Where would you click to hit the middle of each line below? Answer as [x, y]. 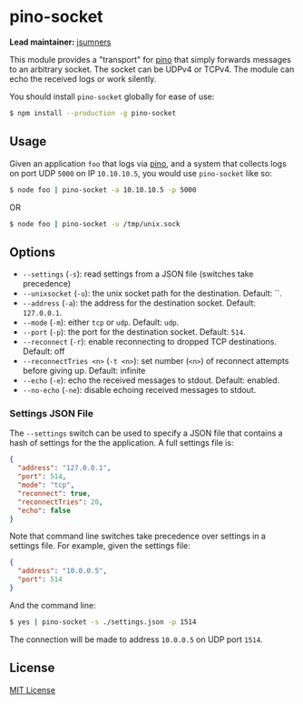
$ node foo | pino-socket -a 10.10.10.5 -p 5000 [103, 190]
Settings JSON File [51, 414]
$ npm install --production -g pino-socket [93, 113]
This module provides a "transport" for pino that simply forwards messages [151, 59]
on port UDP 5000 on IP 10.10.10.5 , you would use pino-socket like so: [141, 173]
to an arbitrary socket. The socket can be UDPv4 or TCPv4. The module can [152, 69]
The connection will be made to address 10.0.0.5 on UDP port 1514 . [136, 639]
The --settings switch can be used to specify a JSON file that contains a [146, 433]
